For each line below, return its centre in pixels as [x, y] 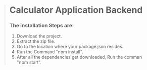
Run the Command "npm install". [50, 52]
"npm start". [29, 62]
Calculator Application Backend [76, 10]
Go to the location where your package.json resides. [70, 47]
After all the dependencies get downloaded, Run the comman [79, 57]
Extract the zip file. [36, 41]
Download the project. [39, 36]
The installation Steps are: [42, 26]
